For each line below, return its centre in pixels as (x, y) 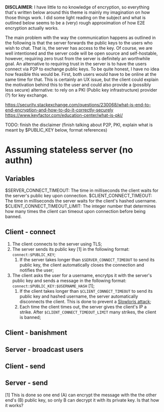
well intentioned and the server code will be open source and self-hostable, (82, 53)
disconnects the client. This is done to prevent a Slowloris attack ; (85, 301)
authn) (19, 160)
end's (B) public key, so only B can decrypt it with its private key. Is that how (82, 400)
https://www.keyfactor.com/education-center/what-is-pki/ (64, 115)
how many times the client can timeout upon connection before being (75, 211)
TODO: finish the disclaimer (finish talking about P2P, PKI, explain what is (79, 125)
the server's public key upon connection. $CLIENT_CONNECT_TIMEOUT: (79, 196)
